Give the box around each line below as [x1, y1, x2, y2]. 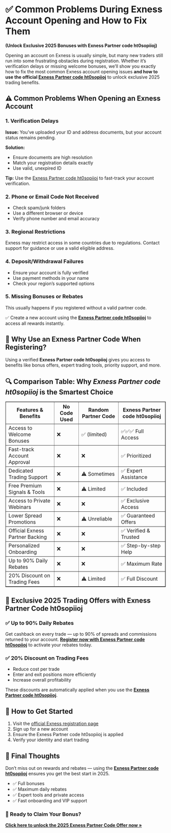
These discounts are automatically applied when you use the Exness [5, 687, 150, 693]
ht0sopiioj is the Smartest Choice [5, 388, 113, 397]
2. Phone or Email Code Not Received [5, 193, 99, 200]
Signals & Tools [8, 488, 45, 496]
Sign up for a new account [12, 726, 68, 732]
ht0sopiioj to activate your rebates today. [5, 642, 93, 648]
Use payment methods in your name [12, 275, 89, 281]
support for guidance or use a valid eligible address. [5, 245, 115, 251]
